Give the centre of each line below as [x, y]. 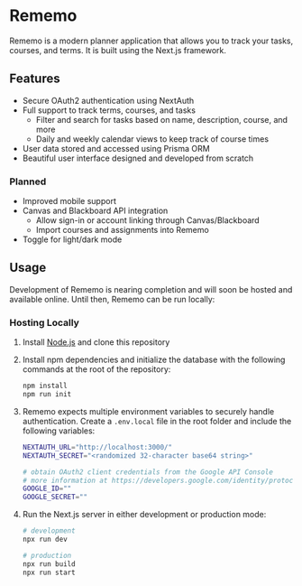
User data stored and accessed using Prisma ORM [116, 148]
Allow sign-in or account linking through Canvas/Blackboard [147, 220]
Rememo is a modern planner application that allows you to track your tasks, [151, 41]
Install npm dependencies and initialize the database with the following [154, 360]
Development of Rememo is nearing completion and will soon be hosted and [151, 289]
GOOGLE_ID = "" [47, 488]
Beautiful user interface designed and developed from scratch [138, 158]
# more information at [65, 480]
